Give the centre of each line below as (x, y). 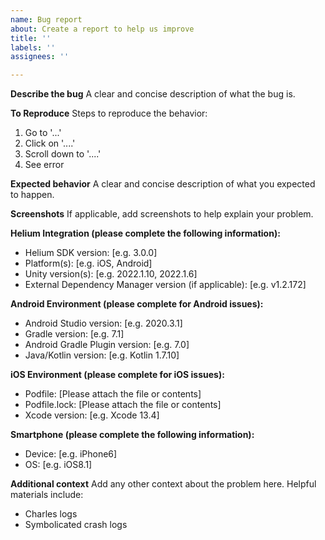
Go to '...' (43, 133)
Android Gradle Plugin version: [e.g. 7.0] (107, 345)
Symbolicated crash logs (76, 525)
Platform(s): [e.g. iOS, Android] (88, 263)
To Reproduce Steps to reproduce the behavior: (109, 113)
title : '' (31, 38)
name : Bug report (46, 19)
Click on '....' (50, 143)
